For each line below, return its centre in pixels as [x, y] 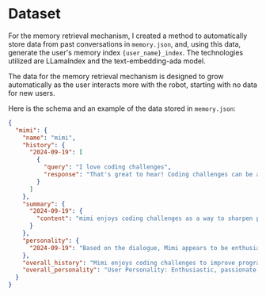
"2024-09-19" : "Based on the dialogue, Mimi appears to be [128, 248]
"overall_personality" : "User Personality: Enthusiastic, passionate [140, 270]
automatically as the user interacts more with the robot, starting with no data [133, 85]
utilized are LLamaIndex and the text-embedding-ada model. [107, 61]
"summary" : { [44, 204]
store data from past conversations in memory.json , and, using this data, [125, 44]
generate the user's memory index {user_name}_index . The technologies [126, 52]
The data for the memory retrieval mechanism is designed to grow [116, 76]
